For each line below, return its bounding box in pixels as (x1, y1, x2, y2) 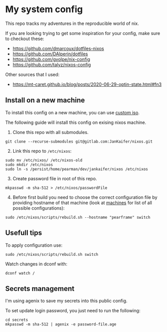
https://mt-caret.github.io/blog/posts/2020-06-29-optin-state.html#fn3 (12, 81, 162, 87)
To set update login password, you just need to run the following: (5, 308, 141, 314)
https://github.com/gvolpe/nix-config (12, 56, 90, 62)
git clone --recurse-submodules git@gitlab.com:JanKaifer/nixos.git (5, 139, 153, 144)
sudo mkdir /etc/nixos (5, 162, 53, 167)
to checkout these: (5, 36, 45, 42)
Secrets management (5, 284, 75, 293)
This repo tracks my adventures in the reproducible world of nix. (5, 20, 139, 26)
